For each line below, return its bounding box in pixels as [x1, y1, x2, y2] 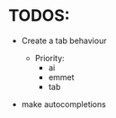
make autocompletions [21, 98, 107, 109]
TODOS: [8, 5, 70, 26]
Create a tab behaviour [21, 35, 107, 46]
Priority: [34, 52, 65, 63]
